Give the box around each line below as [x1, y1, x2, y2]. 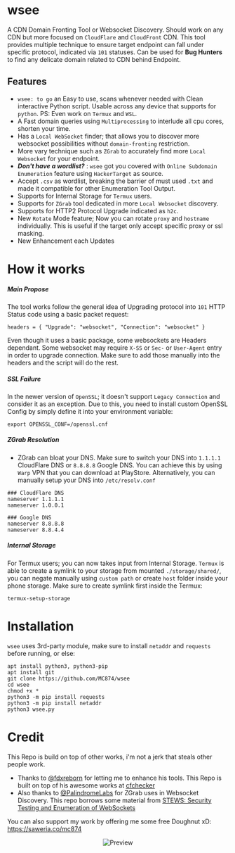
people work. [7, 759, 46, 769]
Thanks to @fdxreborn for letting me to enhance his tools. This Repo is [17, 773, 222, 782]
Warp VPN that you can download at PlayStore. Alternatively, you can [17, 468, 215, 476]
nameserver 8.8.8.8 [7, 520, 65, 527]
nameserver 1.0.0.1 [7, 502, 65, 509]
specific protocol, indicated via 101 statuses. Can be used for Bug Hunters [7, 48, 223, 56]
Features [7, 76, 47, 88]
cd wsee [7, 681, 30, 688]
